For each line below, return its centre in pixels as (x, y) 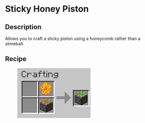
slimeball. (15, 44)
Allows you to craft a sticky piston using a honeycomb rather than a (73, 38)
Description (23, 27)
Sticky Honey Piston (47, 9)
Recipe (16, 59)
